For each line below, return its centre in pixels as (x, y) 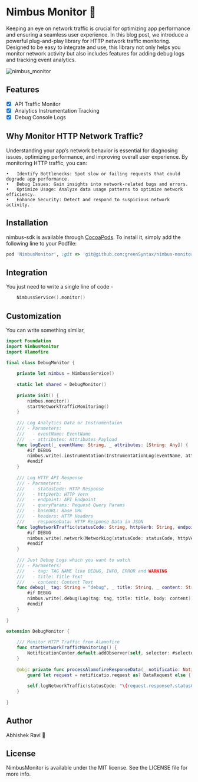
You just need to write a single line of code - (60, 287)
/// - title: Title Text (50, 577)
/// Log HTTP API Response (50, 477)
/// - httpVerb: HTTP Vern (52, 494)
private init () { (38, 395)
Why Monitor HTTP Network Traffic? (75, 136)
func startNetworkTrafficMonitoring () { (67, 648)
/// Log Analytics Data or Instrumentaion (70, 423)
